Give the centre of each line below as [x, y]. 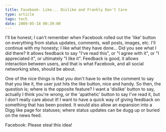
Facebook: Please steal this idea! [39, 125]
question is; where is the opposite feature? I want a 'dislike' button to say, [80, 89]
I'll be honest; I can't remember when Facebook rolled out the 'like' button [81, 38]
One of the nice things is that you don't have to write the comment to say [80, 79]
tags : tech [16, 19]
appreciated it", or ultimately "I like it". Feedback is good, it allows [72, 59]
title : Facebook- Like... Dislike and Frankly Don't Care [66, 10]
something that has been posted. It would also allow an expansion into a [79, 105]
